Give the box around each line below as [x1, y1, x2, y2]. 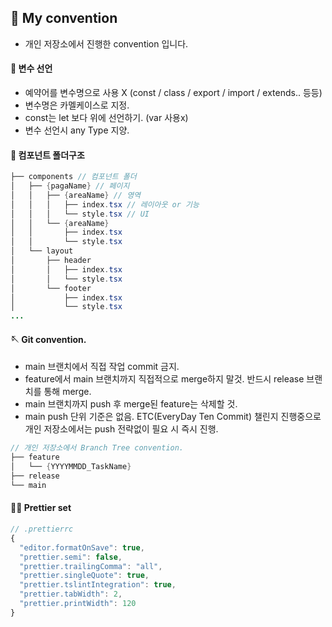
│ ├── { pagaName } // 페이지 [10, 181, 130, 191]
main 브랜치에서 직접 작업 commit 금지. [24, 361, 180, 373]
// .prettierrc [10, 524, 74, 534]
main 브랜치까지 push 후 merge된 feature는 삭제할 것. [24, 398, 238, 410]
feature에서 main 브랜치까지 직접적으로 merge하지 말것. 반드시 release [24, 373, 305, 385]
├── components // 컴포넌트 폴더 [10, 172, 137, 182]
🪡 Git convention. [10, 333, 87, 345]
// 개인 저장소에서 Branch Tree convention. [10, 443, 185, 453]
